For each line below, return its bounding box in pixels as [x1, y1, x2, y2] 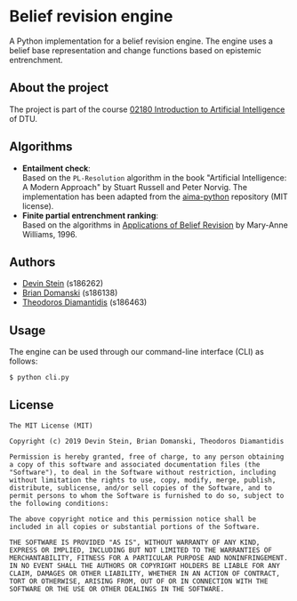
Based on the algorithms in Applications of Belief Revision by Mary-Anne [21, 220, 289, 230]
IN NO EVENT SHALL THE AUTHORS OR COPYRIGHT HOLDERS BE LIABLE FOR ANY [9, 561, 280, 570]
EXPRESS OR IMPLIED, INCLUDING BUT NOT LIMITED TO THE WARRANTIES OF [9, 545, 273, 555]
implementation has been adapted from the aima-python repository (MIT [21, 191, 288, 202]
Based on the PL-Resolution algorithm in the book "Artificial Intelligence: [21, 172, 287, 183]
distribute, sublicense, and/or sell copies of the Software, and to [9, 483, 273, 493]
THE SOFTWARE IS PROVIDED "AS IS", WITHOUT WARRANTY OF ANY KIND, [9, 538, 261, 547]
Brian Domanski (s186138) [21, 287, 118, 299]
